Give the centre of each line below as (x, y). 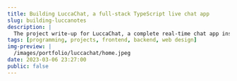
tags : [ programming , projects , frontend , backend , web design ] (102, 40)
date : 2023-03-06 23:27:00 (47, 60)
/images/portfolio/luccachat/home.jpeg (72, 54)
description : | (30, 27)
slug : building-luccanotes (47, 20)
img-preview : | (30, 46)
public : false (28, 66)
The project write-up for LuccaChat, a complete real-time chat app (116, 33)
